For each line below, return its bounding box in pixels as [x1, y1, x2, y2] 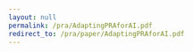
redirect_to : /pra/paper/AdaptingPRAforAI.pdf [8, 29, 185, 38]
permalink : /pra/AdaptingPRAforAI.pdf [8, 21, 153, 30]
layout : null [8, 12, 57, 22]
